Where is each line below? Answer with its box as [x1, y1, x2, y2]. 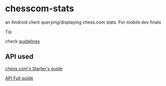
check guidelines [5, 38, 40, 44]
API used [5, 53, 34, 61]
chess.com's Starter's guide [5, 65, 63, 71]
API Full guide [5, 75, 34, 81]
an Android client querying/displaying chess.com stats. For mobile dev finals [5, 19, 162, 25]
